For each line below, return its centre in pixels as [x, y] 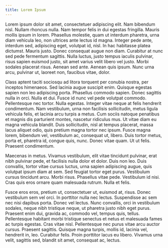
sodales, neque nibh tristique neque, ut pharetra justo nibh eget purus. [78, 208]
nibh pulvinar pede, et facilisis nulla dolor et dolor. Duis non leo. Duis [76, 161]
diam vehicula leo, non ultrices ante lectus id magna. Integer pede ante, [79, 40]
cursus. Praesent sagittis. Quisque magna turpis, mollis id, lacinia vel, [76, 229]
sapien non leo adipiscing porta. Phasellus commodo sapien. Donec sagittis [83, 92]
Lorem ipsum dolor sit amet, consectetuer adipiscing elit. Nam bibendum [80, 24]
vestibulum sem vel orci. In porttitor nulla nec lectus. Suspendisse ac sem [81, 197]
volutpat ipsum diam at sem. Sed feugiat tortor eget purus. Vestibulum [78, 172]
